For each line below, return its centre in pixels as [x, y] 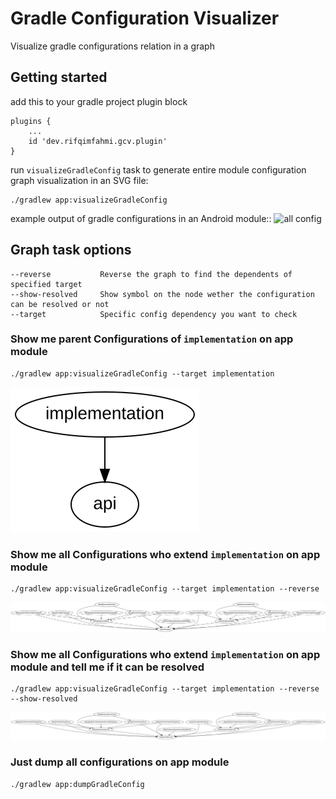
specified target [46, 284]
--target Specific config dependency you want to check [154, 314]
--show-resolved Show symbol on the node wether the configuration [162, 294]
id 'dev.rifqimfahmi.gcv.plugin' [98, 141]
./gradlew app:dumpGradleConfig [77, 784]
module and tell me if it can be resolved [107, 667]
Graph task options [71, 250]
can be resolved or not [60, 304]
